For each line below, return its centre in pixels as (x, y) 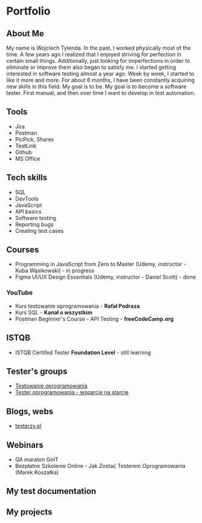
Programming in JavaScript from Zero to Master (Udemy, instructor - (100, 264)
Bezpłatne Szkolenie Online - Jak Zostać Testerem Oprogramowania (100, 466)
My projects (29, 512)
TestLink (26, 146)
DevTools (27, 198)
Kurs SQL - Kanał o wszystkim (54, 312)
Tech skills (27, 177)
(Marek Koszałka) (37, 472)
